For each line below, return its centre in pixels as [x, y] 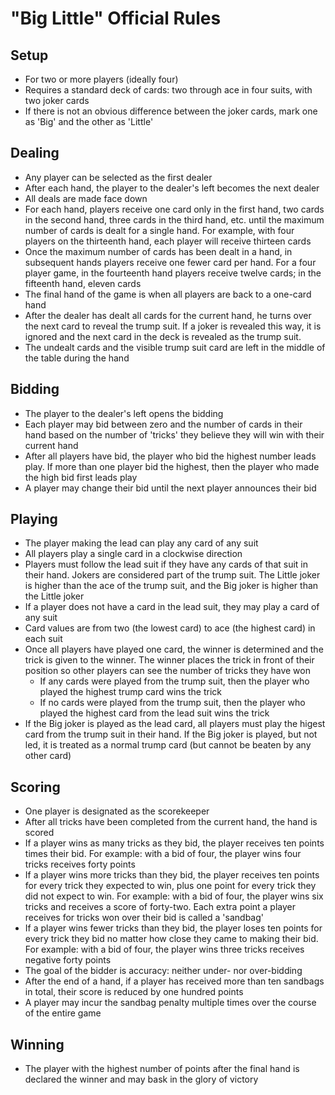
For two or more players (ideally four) [101, 79]
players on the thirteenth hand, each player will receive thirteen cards [168, 241]
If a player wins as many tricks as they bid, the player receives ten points [174, 843]
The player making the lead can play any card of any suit [141, 543]
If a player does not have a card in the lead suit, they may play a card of [172, 607]
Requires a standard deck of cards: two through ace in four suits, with [168, 90]
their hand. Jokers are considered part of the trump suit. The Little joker [172, 575]
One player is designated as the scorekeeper [117, 811]
